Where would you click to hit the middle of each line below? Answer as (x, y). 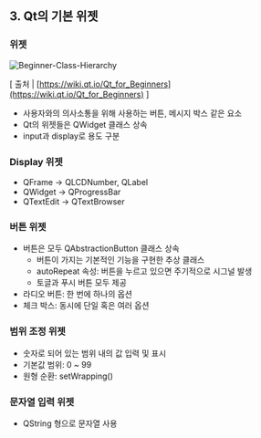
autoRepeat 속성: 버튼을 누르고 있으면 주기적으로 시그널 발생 (144, 271)
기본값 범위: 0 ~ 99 (57, 364)
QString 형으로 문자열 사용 (70, 423)
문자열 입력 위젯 (42, 401)
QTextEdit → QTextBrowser (73, 201)
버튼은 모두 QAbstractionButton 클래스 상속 (101, 248)
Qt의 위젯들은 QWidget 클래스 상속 (85, 124)
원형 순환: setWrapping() (68, 376)
